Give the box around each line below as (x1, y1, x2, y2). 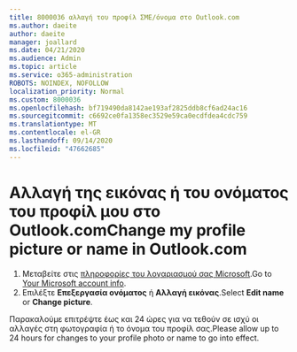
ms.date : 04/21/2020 (9, 46, 86, 55)
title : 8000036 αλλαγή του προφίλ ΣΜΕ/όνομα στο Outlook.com (9, 12, 240, 22)
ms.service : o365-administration (9, 71, 133, 80)
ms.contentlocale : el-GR (9, 128, 101, 137)
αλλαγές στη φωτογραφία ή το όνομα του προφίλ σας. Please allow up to (9, 323, 279, 333)
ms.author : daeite (9, 21, 77, 30)
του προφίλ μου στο (9, 201, 161, 221)
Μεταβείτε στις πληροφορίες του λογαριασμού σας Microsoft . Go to (21, 268, 272, 279)
